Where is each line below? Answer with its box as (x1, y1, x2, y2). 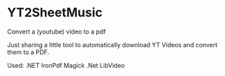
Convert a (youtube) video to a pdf (7, 27, 106, 36)
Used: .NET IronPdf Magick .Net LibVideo (7, 61, 125, 69)
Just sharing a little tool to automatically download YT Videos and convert (7, 40, 218, 49)
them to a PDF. (7, 48, 50, 56)
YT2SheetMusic (7, 5, 102, 21)
